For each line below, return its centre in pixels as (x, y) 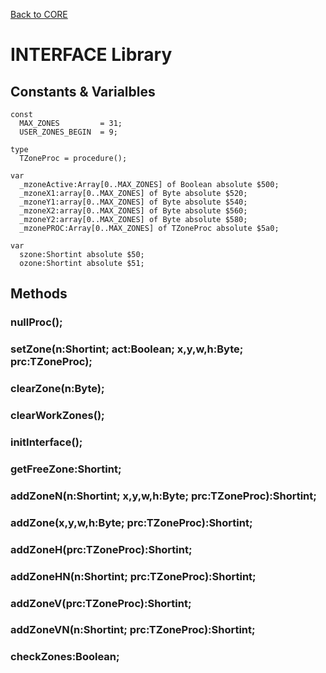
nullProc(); (36, 322)
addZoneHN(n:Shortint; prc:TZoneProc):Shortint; (133, 576)
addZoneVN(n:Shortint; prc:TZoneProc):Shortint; (133, 630)
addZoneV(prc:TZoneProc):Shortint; (101, 603)
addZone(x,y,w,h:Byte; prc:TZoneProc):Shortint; (131, 522)
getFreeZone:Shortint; (66, 469)
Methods (39, 294)
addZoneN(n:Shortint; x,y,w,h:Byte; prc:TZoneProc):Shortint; (163, 496)
